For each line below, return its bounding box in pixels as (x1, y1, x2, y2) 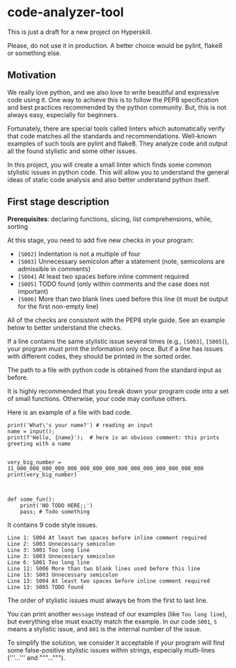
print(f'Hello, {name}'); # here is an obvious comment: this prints (7, 434, 220, 441)
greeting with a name (7, 440, 71, 447)
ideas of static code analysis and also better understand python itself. (7, 175, 211, 184)
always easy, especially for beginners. (7, 110, 119, 119)
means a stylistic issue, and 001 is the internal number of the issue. (7, 624, 202, 633)
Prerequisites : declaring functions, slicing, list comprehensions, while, (7, 215, 213, 223)
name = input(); (7, 428, 55, 435)
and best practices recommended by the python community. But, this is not (7, 103, 227, 112)
